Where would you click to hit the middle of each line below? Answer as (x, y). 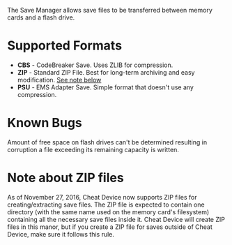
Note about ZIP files (65, 178)
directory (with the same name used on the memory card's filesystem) (108, 211)
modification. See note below (59, 80)
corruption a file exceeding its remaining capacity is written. (93, 149)
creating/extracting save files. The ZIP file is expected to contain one (106, 205)
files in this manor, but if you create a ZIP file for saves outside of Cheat (110, 227)
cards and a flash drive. (41, 17)
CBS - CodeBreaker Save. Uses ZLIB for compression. (95, 65)
